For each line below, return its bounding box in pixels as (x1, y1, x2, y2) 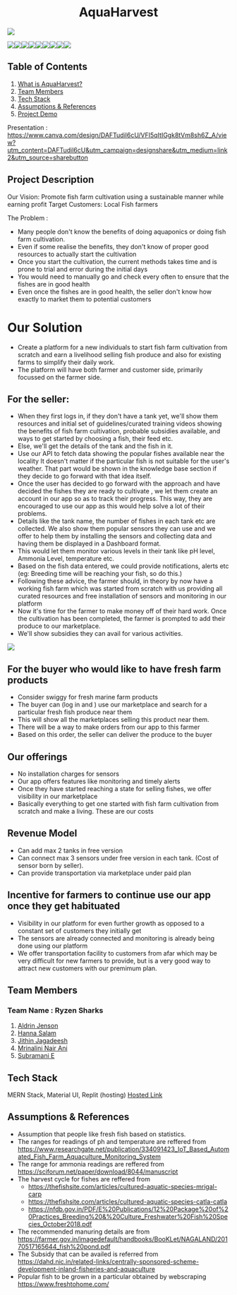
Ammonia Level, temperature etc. (17, 555, 115, 563)
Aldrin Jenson (17, 1021, 59, 1030)
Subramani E (17, 1052, 55, 1060)
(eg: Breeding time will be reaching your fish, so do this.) (17, 570, 183, 578)
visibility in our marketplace (17, 792, 98, 800)
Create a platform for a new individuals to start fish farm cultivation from (17, 343, 228, 351)
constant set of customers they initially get (17, 926, 142, 935)
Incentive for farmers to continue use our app (7, 889, 212, 901)
